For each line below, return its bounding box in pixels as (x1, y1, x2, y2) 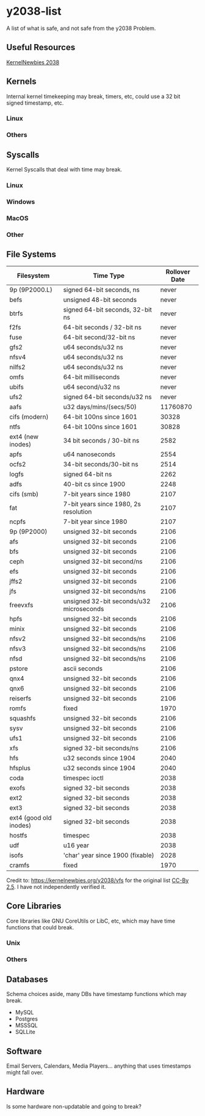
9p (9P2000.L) (9, 285, 53, 294)
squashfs (9, 714, 36, 722)
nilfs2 (9, 362, 26, 371)
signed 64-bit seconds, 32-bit (63, 305, 153, 313)
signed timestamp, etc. (6, 99, 64, 107)
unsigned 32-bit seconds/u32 (63, 597, 151, 605)
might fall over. (6, 1069, 44, 1076)
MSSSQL (15, 1022, 38, 1029)
